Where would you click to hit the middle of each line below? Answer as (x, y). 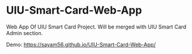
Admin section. (25, 33)
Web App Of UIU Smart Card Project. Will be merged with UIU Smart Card (96, 27)
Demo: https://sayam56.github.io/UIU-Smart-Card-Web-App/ (81, 45)
